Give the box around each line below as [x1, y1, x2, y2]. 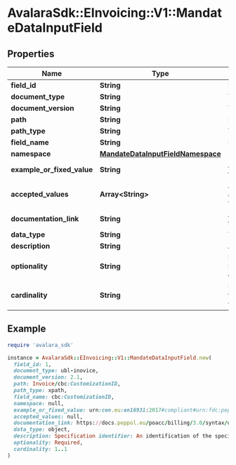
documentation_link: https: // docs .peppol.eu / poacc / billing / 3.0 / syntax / [13, 419, 228, 426]
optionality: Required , [13, 439, 83, 447]
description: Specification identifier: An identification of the [13, 433, 212, 440]
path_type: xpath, [13, 387, 68, 394]
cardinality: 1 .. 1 [13, 445, 68, 452]
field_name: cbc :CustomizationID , [13, 393, 114, 400]
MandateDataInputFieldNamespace [99, 149, 221, 159]
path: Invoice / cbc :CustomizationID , [13, 381, 121, 388]
